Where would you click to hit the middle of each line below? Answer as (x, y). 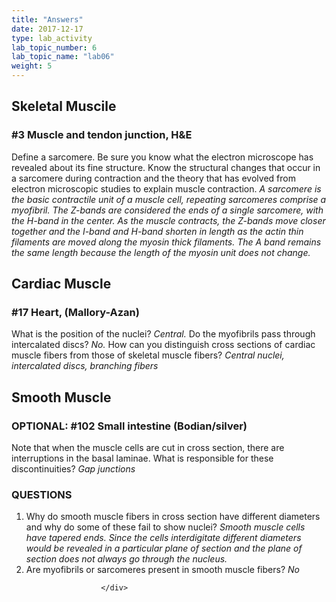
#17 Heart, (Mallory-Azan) (75, 312)
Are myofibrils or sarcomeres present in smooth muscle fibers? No (162, 570)
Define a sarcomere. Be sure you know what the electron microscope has (162, 157)
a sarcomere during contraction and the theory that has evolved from (153, 178)
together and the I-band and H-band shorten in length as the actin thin (157, 231)
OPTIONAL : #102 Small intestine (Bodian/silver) (129, 426)
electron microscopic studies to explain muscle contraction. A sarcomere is (166, 188)
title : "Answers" (47, 19)
